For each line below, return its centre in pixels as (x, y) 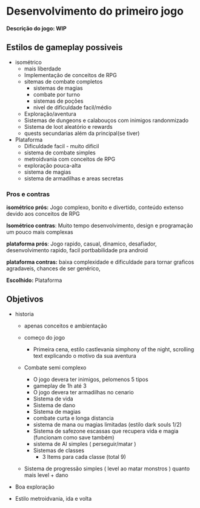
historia (25, 314)
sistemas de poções (58, 101)
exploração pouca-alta (52, 165)
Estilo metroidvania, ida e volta (53, 498)
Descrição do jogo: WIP (36, 28)
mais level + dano (46, 475)
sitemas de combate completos (63, 81)
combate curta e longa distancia (73, 418)
